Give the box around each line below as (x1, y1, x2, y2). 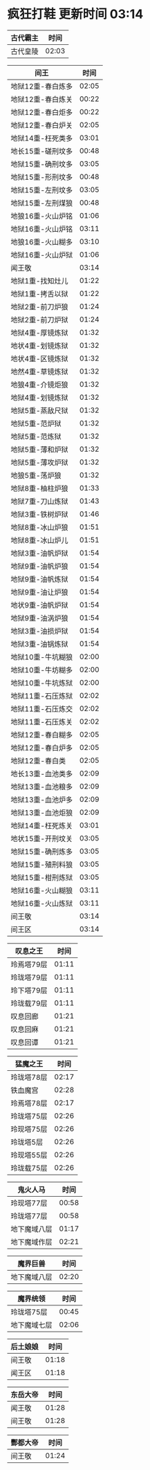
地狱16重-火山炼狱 (10, 899, 73, 908)
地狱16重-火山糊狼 (10, 885, 73, 895)
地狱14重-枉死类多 (10, 133, 73, 143)
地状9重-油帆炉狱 (10, 600, 68, 609)
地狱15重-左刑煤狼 (10, 198, 73, 208)
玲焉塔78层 (10, 1098, 48, 1108)
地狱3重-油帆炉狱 (10, 548, 68, 558)
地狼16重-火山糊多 (10, 237, 73, 246)
